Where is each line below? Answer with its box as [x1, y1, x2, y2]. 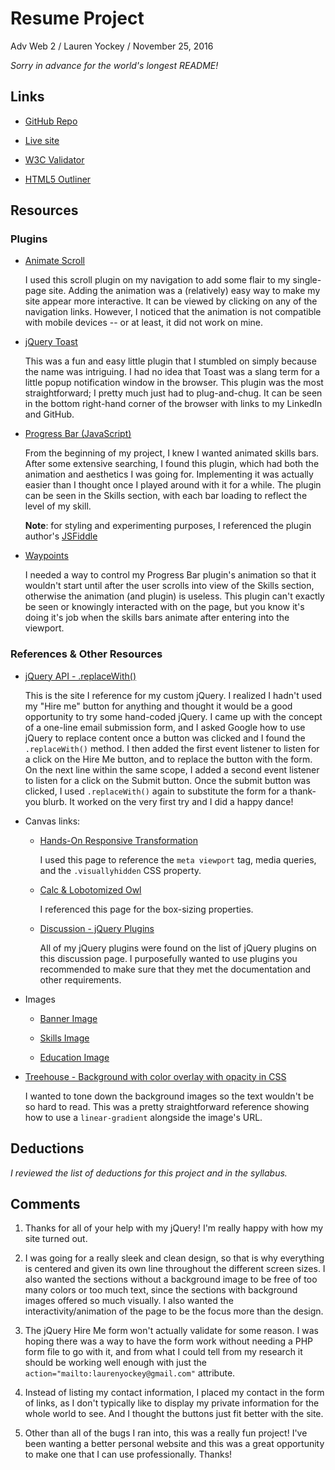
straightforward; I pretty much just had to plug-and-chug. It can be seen [24, 387, 323, 399]
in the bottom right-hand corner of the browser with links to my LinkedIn [24, 398, 323, 410]
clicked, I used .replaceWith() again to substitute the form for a [24, 785, 288, 797]
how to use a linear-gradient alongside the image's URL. [24, 1111, 263, 1123]
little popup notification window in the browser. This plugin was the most [24, 377, 324, 389]
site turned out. [24, 1233, 88, 1245]
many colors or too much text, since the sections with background [24, 1284, 298, 1296]
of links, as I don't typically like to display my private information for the [24, 1397, 320, 1409]
